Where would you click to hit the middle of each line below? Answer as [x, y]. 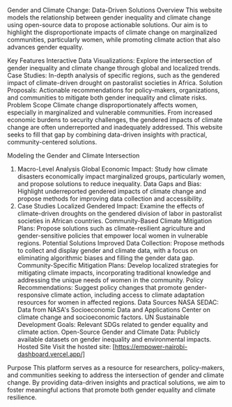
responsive [33, 295]
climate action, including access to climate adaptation [128, 295]
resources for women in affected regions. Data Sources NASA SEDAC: [118, 302]
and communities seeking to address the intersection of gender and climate [116, 375]
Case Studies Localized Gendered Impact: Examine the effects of [111, 206]
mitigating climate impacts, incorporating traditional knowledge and [114, 272]
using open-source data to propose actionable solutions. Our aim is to [108, 25]
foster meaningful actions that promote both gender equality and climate [111, 390]
